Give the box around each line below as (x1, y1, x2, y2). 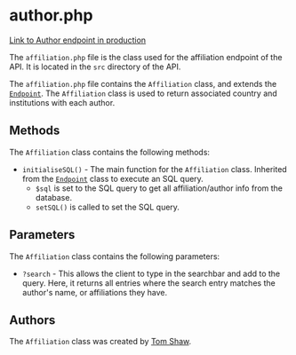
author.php (9, 5, 93, 26)
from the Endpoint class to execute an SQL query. (21, 173, 204, 184)
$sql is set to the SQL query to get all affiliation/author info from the (35, 183, 283, 193)
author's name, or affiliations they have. (21, 287, 168, 297)
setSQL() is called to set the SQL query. (35, 201, 180, 212)
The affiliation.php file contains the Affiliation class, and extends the (9, 78, 277, 89)
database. (35, 192, 73, 202)
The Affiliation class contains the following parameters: (9, 250, 220, 262)
